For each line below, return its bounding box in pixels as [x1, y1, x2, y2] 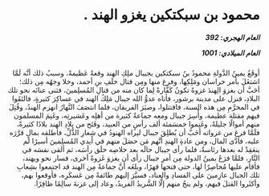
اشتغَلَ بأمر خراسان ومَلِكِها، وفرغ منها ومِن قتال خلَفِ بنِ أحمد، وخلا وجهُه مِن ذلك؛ [18, 77, 260, 86]
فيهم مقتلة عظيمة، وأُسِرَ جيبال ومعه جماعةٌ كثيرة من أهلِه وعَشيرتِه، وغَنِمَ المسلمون [14, 110, 260, 121]
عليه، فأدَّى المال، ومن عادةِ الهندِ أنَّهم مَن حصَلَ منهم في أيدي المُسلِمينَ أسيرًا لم [22, 136, 260, 146]
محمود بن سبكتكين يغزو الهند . [83, 6, 260, 24]
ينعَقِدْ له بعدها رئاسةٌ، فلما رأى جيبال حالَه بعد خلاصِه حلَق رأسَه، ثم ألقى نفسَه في [22, 145, 260, 154]
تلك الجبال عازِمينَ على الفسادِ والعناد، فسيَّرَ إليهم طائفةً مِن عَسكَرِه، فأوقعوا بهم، [21, 170, 260, 180]
